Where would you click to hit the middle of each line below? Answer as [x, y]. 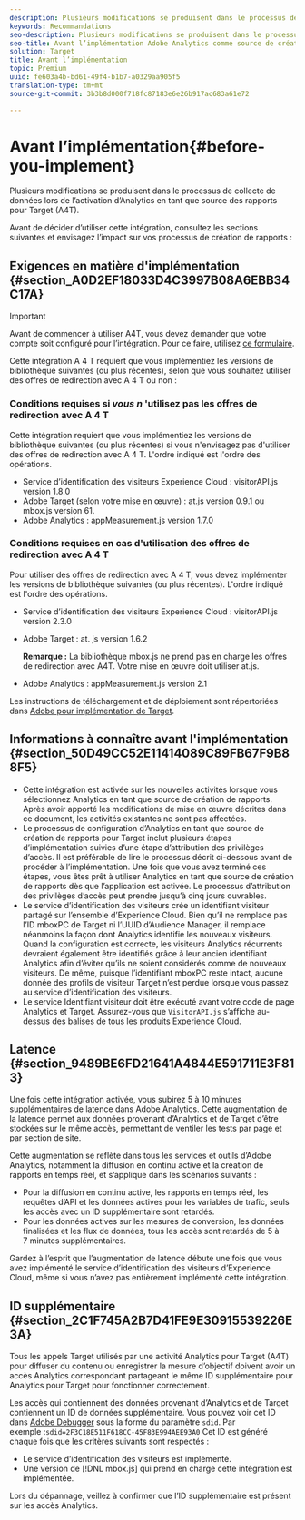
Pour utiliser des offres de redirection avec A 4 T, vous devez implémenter [148, 574]
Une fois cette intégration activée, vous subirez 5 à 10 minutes [126, 1100]
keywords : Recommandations [60, 26]
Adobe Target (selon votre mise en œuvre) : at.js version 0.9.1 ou [143, 501]
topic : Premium [38, 69]
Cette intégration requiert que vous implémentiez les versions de [130, 435]
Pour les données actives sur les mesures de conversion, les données [153, 1221]
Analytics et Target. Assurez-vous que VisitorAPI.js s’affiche [139, 1011]
